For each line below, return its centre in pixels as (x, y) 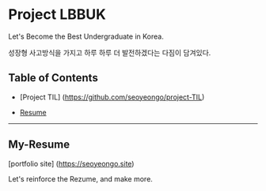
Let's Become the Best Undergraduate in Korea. (86, 36)
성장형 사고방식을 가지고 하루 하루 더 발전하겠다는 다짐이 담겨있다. (110, 52)
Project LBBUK (57, 15)
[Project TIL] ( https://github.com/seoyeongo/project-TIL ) (112, 97)
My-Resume (39, 145)
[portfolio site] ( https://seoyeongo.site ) (71, 163)
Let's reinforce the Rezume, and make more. (80, 178)
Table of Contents (53, 78)
